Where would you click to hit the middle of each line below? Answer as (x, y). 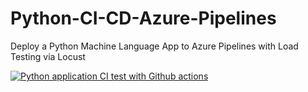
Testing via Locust (48, 56)
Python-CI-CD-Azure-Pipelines (143, 18)
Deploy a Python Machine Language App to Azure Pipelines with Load (154, 46)
